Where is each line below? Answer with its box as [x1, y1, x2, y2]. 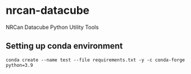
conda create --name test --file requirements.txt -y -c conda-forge [5, 57, 186, 63]
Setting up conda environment [5, 41, 123, 51]
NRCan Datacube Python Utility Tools [5, 23, 99, 31]
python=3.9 [5, 62, 33, 68]
